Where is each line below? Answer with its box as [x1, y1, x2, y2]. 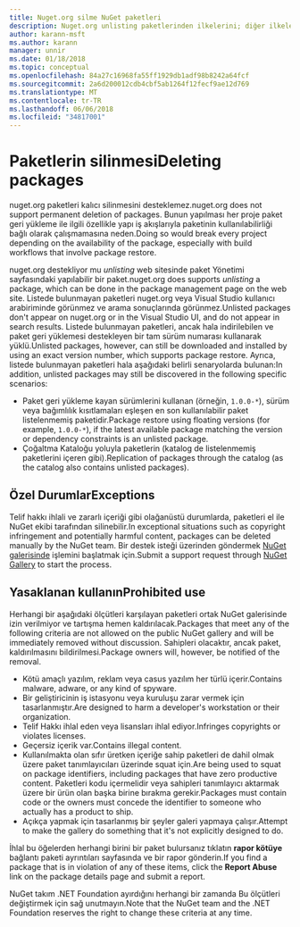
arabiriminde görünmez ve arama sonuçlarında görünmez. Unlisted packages [9, 303, 291, 313]
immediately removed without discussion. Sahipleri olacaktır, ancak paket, [9, 637, 281, 647]
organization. [21, 711, 71, 722]
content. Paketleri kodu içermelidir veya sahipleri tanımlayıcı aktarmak [21, 778, 279, 789]
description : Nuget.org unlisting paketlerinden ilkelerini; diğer [9, 21, 266, 30]
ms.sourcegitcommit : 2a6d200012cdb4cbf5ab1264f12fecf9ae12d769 [9, 79, 250, 88]
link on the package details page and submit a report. [9, 871, 205, 881]
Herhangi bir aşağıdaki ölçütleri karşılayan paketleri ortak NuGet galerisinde [9, 608, 287, 619]
